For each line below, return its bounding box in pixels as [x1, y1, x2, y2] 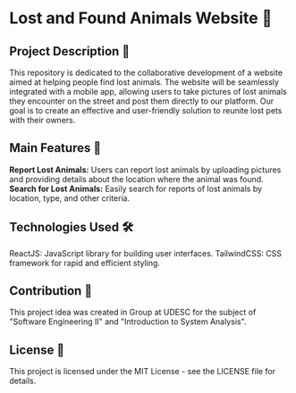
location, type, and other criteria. [9, 192, 131, 204]
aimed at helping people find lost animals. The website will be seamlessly [9, 77, 280, 88]
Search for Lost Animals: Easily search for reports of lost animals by [9, 183, 262, 194]
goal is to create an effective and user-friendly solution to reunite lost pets [9, 105, 283, 115]
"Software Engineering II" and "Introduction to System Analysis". [9, 316, 247, 327]
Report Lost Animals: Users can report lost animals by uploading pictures [9, 164, 282, 175]
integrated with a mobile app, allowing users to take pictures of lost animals [9, 87, 288, 96]
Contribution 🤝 [9, 283, 92, 298]
